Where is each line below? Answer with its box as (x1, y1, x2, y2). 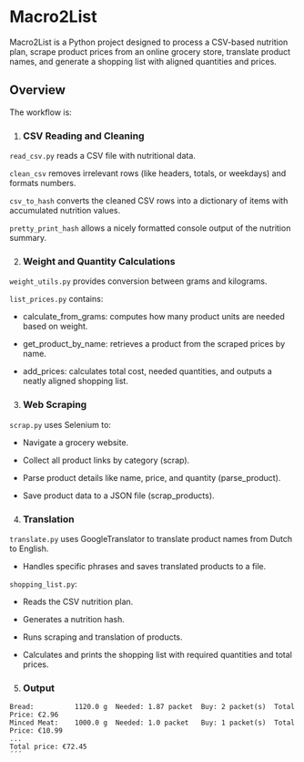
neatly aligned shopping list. (22, 376, 129, 387)
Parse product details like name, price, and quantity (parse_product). (22, 472, 281, 483)
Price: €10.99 (9, 726, 64, 736)
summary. (9, 233, 47, 244)
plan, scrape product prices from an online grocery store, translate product (9, 46, 291, 57)
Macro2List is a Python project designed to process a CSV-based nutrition (9, 37, 289, 47)
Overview (9, 82, 66, 98)
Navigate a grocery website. (22, 436, 129, 448)
